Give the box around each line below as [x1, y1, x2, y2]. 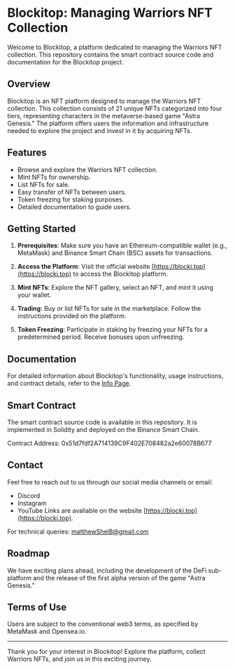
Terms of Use [7, 601, 67, 613]
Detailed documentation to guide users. [17, 202, 131, 211]
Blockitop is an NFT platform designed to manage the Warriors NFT [7, 97, 201, 105]
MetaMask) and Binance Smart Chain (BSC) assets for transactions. [17, 249, 213, 257]
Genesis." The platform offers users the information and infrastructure [7, 119, 209, 127]
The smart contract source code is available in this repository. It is [7, 418, 197, 426]
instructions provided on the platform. [17, 312, 127, 320]
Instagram [17, 498, 47, 507]
